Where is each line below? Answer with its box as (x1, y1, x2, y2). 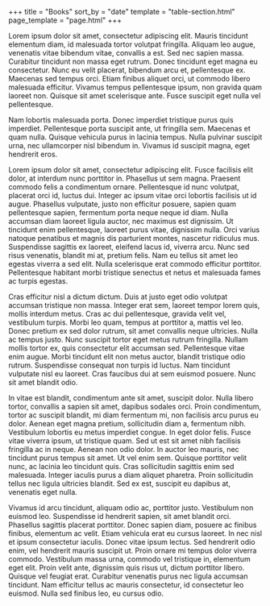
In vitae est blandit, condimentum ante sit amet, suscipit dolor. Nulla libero (8, 393, 254, 402)
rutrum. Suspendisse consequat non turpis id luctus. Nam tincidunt (8, 360, 231, 370)
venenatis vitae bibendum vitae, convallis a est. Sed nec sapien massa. (8, 48, 244, 57)
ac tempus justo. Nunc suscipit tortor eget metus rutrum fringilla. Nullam (8, 334, 248, 344)
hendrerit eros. (8, 149, 58, 159)
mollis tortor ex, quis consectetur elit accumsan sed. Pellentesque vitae (8, 343, 245, 353)
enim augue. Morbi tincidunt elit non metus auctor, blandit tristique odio (8, 352, 246, 361)
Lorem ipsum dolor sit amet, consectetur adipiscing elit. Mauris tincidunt (8, 31, 248, 40)
